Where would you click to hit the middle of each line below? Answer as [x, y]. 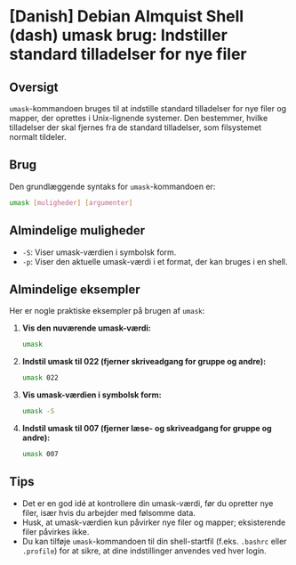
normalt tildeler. [38, 137]
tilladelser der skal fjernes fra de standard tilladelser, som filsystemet [136, 127]
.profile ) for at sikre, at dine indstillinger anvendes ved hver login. [144, 551]
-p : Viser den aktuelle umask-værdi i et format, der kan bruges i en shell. [155, 261]
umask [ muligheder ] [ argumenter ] [71, 202]
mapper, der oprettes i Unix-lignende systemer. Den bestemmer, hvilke [139, 118]
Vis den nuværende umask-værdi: [86, 328]
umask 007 [40, 454]
